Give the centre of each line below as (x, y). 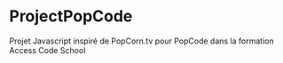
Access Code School (47, 50)
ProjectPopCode (71, 16)
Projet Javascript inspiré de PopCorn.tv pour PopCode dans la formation (141, 41)
